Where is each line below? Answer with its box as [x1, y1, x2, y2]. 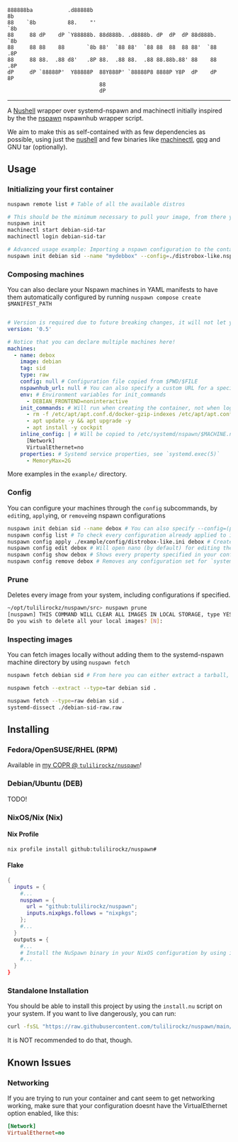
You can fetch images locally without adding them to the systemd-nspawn [7, 651, 225, 659]
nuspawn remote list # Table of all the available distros [7, 201, 186, 208]
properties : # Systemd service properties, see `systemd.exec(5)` [20, 450, 220, 457]
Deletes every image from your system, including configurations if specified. [7, 590, 231, 599]
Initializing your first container [7, 184, 114, 194]
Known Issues [7, 1056, 72, 1068]
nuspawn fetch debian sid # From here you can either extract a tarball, [7, 672, 230, 679]
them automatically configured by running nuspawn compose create [7, 293, 201, 301]
